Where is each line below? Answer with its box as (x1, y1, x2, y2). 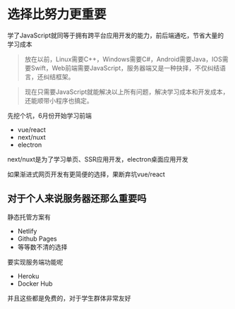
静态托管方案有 (7, 212, 51, 221)
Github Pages (17, 234, 58, 243)
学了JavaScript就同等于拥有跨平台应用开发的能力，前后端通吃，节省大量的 (7, 31, 224, 40)
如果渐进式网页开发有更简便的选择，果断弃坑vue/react (7, 170, 166, 178)
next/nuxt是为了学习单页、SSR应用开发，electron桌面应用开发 (7, 154, 188, 163)
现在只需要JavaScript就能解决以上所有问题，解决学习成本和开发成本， (24, 87, 229, 96)
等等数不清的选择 (17, 243, 68, 251)
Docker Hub (17, 279, 53, 288)
